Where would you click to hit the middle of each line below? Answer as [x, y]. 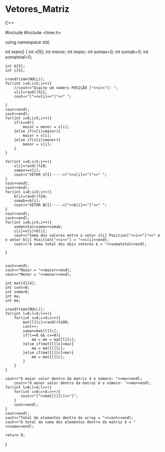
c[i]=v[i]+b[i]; [31, 231]
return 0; [15, 435]
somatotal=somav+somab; [39, 227]
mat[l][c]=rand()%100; [46, 322]
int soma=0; [17, 292]
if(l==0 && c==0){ [42, 335]
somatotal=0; [19, 57]
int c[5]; [15, 70]
